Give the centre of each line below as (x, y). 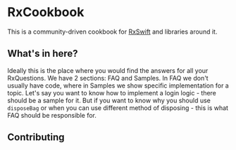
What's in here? (43, 54)
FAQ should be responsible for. (52, 115)
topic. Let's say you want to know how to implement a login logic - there (112, 93)
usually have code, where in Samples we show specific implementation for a (118, 86)
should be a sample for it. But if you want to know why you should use (109, 100)
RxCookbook (46, 12)
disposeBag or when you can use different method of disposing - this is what (118, 108)
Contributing (36, 137)
